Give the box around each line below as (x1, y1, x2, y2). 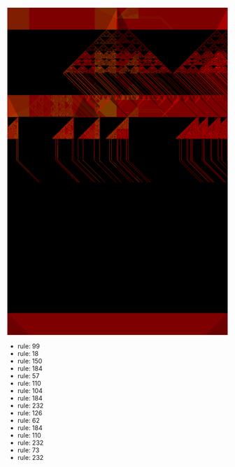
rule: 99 (17, 342, 41, 350)
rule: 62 (17, 417, 41, 425)
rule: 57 (17, 372, 40, 380)
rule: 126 (17, 409, 43, 417)
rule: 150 (17, 357, 43, 366)
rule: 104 (17, 387, 43, 395)
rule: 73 (17, 446, 40, 454)
